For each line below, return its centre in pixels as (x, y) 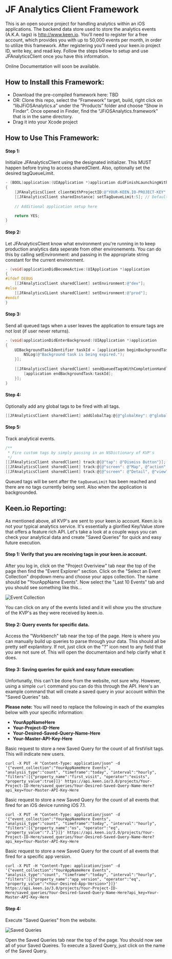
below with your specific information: (44, 713)
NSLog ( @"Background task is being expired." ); (74, 355)
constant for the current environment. (45, 260)
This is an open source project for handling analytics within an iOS (75, 24)
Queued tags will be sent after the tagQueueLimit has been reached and (81, 482)
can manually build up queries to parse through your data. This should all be (86, 641)
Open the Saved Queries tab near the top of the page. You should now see (84, 940)
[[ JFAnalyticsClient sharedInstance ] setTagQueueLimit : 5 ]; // (82, 197)
